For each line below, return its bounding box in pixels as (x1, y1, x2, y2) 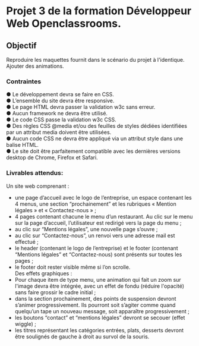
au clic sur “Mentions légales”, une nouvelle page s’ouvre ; (14, 225, 158, 232)
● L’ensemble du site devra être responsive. (6, 97, 115, 105)
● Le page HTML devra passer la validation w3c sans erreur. (6, 103, 156, 111)
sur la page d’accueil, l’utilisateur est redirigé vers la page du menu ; (14, 219, 182, 227)
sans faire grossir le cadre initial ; (14, 288, 96, 295)
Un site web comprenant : (6, 183, 70, 190)
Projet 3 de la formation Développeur (6, 4, 192, 18)
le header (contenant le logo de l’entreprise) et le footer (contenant (14, 244, 178, 251)
